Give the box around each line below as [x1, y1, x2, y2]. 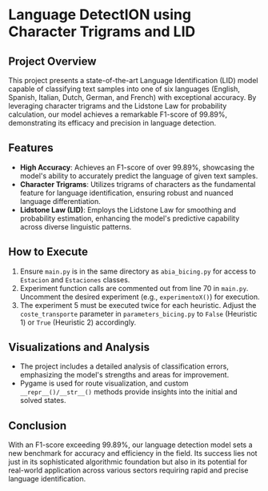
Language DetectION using [8, 6, 192, 24]
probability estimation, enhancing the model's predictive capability [19, 214, 240, 223]
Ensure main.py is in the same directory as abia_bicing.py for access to [19, 266, 256, 276]
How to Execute [8, 245, 88, 259]
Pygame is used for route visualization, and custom [19, 378, 190, 389]
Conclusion [8, 418, 67, 433]
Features [8, 142, 54, 155]
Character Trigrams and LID [8, 22, 196, 41]
